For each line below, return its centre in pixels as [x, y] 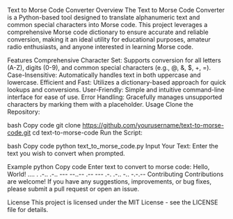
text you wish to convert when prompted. [66, 153]
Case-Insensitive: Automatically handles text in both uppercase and [104, 75]
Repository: [24, 112]
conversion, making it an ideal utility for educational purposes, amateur [109, 40]
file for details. [28, 210]
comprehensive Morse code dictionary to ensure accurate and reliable [108, 32]
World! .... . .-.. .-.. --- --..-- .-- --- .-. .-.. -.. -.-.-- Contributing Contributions [115, 174]
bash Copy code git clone [44, 125]
